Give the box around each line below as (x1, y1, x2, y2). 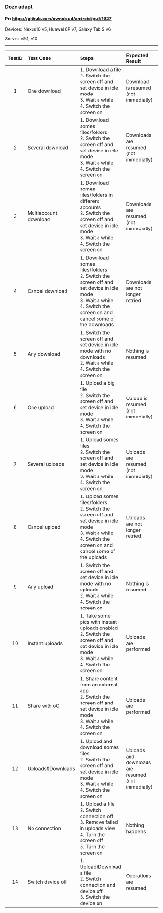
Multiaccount (27, 210, 58, 217)
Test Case (27, 55, 51, 62)
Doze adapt (5, 3, 33, 10)
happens (126, 828, 146, 835)
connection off (80, 813, 114, 819)
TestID (7, 55, 23, 62)
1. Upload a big (80, 380, 115, 387)
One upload (27, 404, 54, 411)
